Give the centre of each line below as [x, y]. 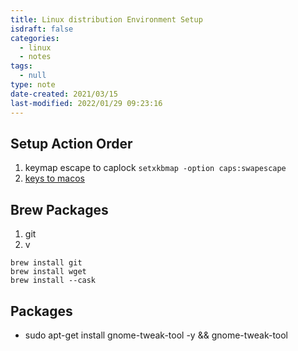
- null [33, 76]
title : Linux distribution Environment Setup [106, 19]
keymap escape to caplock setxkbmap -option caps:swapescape [155, 168]
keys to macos [54, 178]
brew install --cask [53, 281]
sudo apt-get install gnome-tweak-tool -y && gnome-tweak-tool [156, 335]
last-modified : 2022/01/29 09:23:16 [86, 103]
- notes [35, 57]
